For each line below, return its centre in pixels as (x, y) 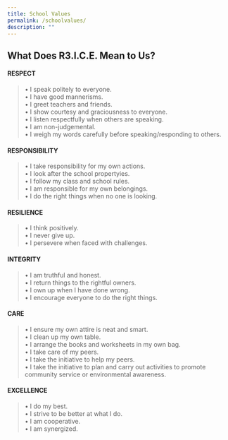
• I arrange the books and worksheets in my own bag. (102, 344)
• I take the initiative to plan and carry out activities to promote (115, 367)
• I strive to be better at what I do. (74, 413)
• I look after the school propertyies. (77, 174)
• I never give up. (50, 236)
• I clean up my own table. (63, 337)
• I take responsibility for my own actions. (85, 166)
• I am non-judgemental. (60, 126)
